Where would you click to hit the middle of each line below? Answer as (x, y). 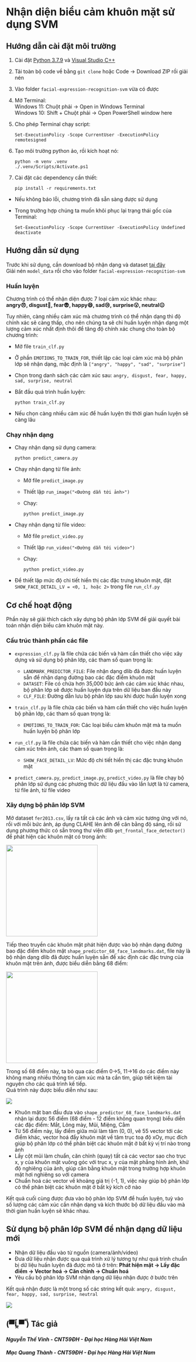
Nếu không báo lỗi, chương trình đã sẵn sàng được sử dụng (86, 199)
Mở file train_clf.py (39, 347)
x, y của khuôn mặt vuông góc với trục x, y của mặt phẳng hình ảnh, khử (102, 1162)
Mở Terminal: (30, 100)
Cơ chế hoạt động (39, 605)
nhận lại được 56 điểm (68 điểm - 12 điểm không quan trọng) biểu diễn (100, 1118)
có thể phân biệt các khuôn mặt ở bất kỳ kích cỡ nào (78, 1187)
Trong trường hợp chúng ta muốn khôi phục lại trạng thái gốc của (93, 211)
